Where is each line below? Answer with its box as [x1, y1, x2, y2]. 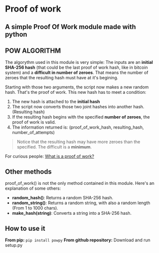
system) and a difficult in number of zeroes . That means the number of [5, 70, 149, 75]
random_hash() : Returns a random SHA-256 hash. [12, 195, 113, 201]
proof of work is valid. [12, 119, 56, 125]
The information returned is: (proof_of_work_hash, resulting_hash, [12, 124, 144, 130]
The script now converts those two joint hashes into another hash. [12, 104, 144, 110]
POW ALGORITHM [5, 46, 61, 55]
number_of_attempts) [12, 130, 55, 135]
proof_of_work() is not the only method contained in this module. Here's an [5, 180, 155, 186]
